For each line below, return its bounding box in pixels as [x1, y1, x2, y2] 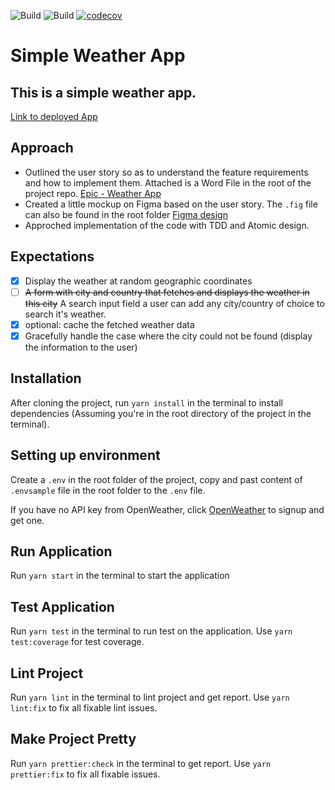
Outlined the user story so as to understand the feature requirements [24, 166, 309, 178]
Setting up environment [10, 447, 161, 464]
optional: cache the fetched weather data [24, 318, 195, 330]
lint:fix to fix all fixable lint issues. [10, 701, 158, 714]
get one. [10, 514, 45, 526]
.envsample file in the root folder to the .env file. [10, 484, 206, 496]
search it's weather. [24, 308, 107, 320]
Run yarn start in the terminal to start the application [10, 570, 230, 582]
